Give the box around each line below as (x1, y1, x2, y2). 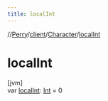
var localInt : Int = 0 (7, 86, 63, 95)
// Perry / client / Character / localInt (7, 30, 101, 38)
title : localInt (7, 10, 55, 18)
